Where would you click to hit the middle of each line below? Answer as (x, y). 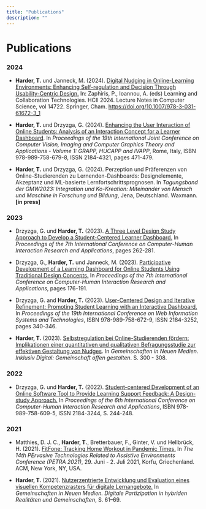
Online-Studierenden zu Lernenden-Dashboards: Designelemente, (99, 176)
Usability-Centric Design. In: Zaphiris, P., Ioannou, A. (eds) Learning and (106, 93)
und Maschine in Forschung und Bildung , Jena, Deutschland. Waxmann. (106, 195)
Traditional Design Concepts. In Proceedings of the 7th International (101, 276)
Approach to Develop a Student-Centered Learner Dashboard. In (97, 238)
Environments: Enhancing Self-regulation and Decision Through (96, 87)
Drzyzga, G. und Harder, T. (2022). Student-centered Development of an (107, 387)
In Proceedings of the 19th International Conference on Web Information (106, 314)
